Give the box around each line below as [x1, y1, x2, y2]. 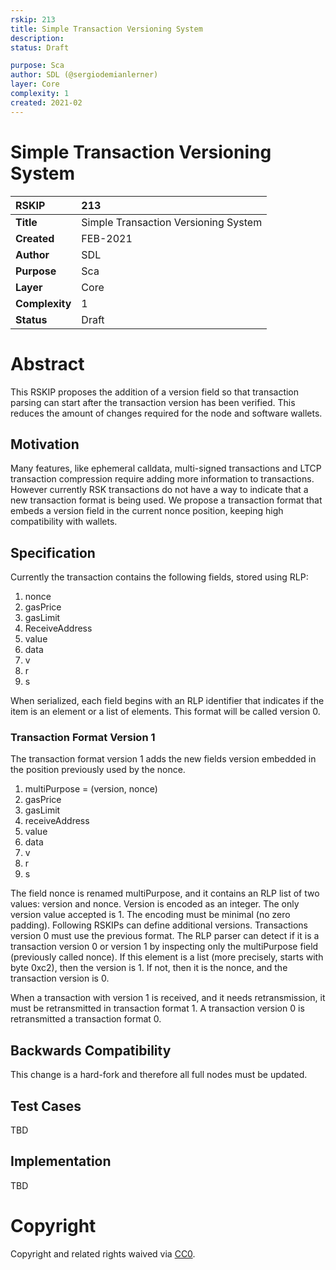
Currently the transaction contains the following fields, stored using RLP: [10, 571, 309, 583]
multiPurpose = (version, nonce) [24, 783, 158, 795]
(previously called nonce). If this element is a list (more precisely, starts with [10, 951, 324, 963]
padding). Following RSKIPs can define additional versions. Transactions [10, 919, 308, 931]
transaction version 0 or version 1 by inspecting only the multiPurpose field [10, 941, 319, 953]
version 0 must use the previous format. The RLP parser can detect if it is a [10, 930, 320, 942]
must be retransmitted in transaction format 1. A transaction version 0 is [10, 1002, 305, 1015]
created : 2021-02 [10, 97, 83, 108]
